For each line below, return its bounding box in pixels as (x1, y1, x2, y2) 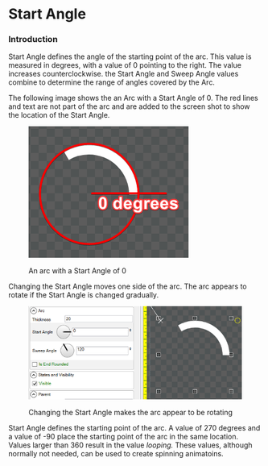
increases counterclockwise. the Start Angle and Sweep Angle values (8, 69, 239, 79)
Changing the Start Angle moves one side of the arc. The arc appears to (8, 281, 247, 291)
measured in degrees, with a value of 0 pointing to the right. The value (8, 60, 241, 70)
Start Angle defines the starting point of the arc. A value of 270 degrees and (8, 422, 261, 432)
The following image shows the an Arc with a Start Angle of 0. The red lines (8, 94, 259, 103)
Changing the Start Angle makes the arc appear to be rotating (28, 407, 233, 417)
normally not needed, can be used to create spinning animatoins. (8, 448, 224, 458)
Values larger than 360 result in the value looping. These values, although (8, 440, 253, 450)
